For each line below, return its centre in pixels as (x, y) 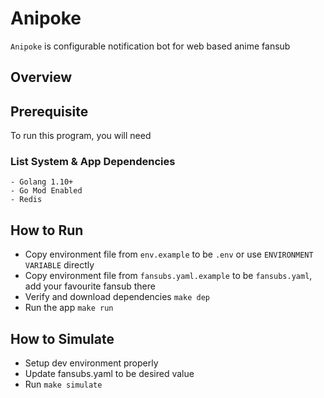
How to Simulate (62, 338)
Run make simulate (63, 384)
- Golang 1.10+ (42, 182)
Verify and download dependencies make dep (117, 297)
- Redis (26, 200)
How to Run (47, 230)
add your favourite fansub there (90, 286)
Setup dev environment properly (91, 363)
